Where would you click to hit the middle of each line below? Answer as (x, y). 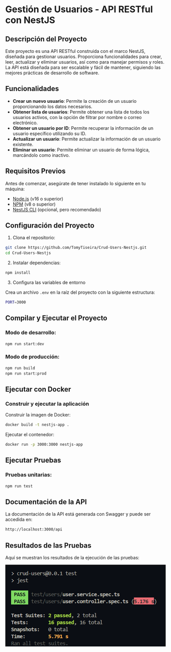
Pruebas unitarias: (28, 475)
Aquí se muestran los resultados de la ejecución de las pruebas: (73, 558)
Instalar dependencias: (37, 263)
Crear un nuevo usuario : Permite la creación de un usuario (75, 101)
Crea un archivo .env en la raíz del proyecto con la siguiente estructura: (80, 292)
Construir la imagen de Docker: (38, 415)
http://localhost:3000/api (34, 530)
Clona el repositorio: (34, 238)
